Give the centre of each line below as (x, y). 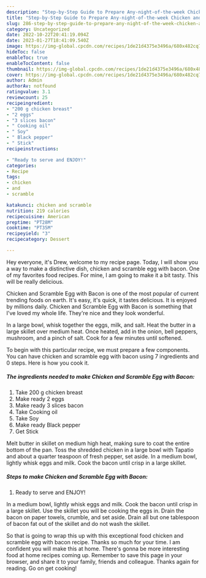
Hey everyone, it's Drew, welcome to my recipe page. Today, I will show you (102, 262)
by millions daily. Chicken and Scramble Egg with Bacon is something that (100, 306)
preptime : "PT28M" (30, 222)
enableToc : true (27, 58)
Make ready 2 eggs (40, 398)
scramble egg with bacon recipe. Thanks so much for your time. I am (93, 542)
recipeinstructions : (33, 149)
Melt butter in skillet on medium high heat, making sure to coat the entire (98, 443)
